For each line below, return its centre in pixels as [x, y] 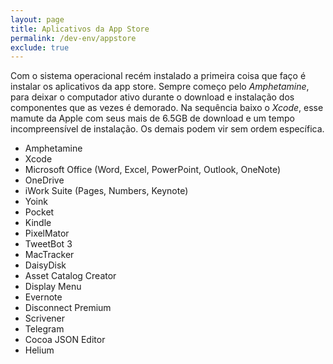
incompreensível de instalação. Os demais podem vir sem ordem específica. [167, 129]
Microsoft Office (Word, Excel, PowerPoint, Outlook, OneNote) [153, 170]
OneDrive [44, 180]
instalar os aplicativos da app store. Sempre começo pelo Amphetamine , [160, 87]
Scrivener [45, 318]
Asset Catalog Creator [70, 276]
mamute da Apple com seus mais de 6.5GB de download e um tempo [152, 118]
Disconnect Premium [68, 308]
